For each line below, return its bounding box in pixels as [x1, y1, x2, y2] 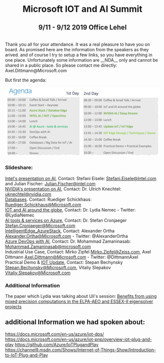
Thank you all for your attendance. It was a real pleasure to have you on [5, 41, 150, 47]
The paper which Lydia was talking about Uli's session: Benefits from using [5, 293, 157, 299]
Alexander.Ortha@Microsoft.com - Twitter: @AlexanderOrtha [5, 233, 128, 239]
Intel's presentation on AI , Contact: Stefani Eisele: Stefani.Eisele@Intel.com [5, 175, 157, 181]
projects [5, 304, 22, 310]
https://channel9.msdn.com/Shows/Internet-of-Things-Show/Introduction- [5, 347, 156, 353]
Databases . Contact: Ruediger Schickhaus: [5, 196, 92, 202]
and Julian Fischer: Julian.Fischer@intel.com [5, 181, 96, 186]
